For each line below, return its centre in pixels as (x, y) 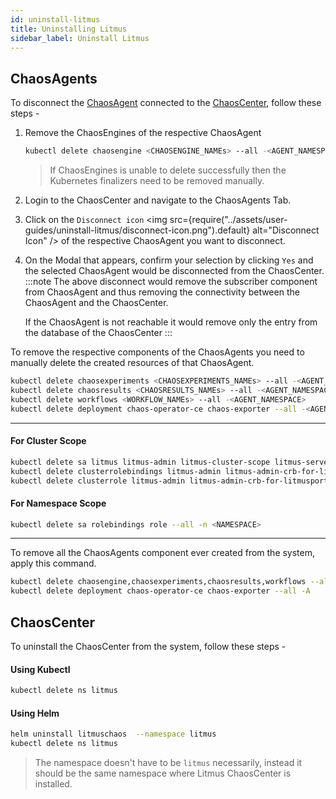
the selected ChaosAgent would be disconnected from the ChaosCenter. (174, 271)
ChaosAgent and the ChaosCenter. (96, 303)
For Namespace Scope (58, 503)
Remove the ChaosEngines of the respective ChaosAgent (143, 133)
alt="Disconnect (286, 230)
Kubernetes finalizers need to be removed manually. (157, 181)
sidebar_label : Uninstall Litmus (80, 38)
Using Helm (35, 713)
